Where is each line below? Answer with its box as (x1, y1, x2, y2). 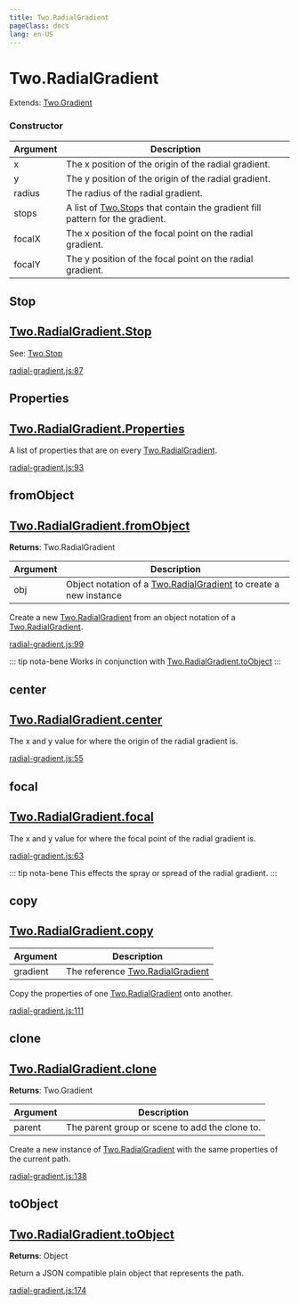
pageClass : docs (9, 21, 69, 30)
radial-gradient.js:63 (9, 850, 85, 861)
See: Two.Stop (9, 348, 63, 358)
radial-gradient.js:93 (9, 463, 85, 473)
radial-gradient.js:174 (9, 1285, 87, 1296)
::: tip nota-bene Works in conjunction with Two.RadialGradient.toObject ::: (9, 656, 282, 667)
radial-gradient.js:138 (9, 1171, 87, 1182)
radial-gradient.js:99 (9, 639, 85, 650)
